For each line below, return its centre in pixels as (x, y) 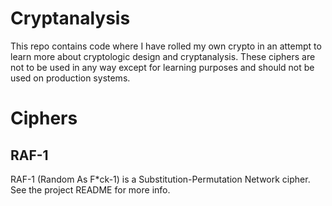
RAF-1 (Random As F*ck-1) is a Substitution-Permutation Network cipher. (160, 179)
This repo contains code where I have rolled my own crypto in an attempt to (166, 46)
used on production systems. (70, 78)
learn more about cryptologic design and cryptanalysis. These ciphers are (163, 56)
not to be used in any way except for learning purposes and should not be (162, 67)
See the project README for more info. (90, 189)
